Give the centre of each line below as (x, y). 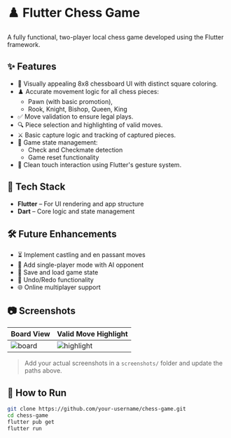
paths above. (43, 371)
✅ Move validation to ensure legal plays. (75, 117)
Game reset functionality (63, 157)
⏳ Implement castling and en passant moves (81, 255)
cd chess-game (28, 415)
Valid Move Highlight (92, 334)
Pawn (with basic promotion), (70, 101)
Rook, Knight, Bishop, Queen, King (77, 109)
